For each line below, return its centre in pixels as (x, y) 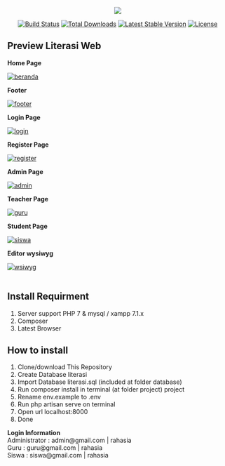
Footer (17, 90)
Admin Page (25, 171)
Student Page (27, 226)
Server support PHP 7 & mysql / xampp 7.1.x (81, 313)
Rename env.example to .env (59, 397)
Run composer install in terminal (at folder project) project (101, 390)
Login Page (24, 117)
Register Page (28, 145)
